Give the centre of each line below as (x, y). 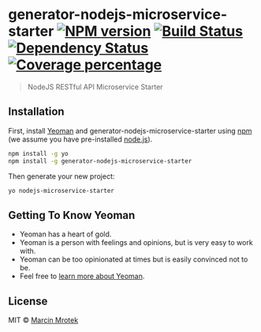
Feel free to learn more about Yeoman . (82, 276)
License (28, 301)
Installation (36, 112)
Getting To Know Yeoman (72, 215)
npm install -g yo (38, 153)
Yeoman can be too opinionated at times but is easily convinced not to (134, 259)
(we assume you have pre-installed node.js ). (80, 139)
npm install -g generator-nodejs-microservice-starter (100, 161)
